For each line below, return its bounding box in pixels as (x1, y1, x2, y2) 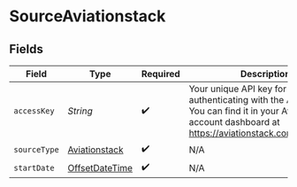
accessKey (13, 106, 55, 116)
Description (240, 68, 291, 80)
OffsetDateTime (67, 161, 133, 174)
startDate (13, 162, 55, 173)
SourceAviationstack (9, 6, 166, 27)
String (67, 105, 93, 117)
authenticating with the (188, 94, 285, 105)
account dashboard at (188, 116, 280, 128)
